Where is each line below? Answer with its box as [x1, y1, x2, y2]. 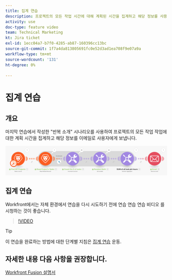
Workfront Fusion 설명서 [5, 269, 56, 275]
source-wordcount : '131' [5, 57, 59, 62]
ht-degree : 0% [5, 62, 36, 68]
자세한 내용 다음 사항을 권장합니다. [5, 254, 107, 264]
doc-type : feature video [5, 25, 59, 30]
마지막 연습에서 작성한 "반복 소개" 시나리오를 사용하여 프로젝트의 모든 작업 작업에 [5, 129, 167, 135]
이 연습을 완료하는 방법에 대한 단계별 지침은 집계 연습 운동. [5, 238, 122, 245]
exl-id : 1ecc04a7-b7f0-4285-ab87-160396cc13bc [5, 41, 107, 46]
